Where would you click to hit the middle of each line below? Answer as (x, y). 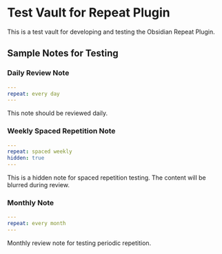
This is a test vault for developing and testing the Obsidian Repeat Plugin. (111, 32)
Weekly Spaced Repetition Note (61, 131)
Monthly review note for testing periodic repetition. (79, 243)
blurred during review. (39, 185)
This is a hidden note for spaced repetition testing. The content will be (107, 178)
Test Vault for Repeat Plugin (89, 13)
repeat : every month (37, 224)
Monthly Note (31, 202)
